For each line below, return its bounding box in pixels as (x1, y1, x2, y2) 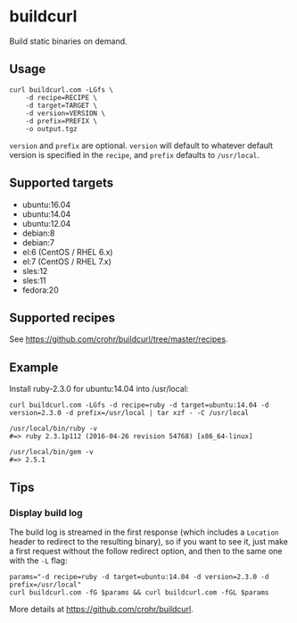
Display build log (9, 506, 83, 519)
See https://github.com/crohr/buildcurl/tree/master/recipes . (9, 334, 228, 345)
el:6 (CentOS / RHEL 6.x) (21, 246, 113, 257)
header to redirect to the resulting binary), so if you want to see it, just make (9, 536, 288, 546)
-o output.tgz (25, 124, 78, 133)
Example (9, 360, 59, 375)
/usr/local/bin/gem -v (9, 448, 94, 457)
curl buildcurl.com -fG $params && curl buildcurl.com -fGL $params (9, 587, 269, 597)
